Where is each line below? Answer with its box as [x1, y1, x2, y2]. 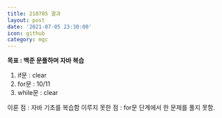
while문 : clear [17, 89, 59, 97]
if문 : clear [17, 71, 47, 80]
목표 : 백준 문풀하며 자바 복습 [7, 57, 84, 65]
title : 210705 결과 [7, 10, 61, 17]
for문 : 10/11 [17, 80, 50, 88]
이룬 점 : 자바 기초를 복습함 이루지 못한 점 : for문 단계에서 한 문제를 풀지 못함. [7, 103, 215, 112]
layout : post [7, 17, 45, 24]
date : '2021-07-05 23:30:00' [7, 23, 92, 30]
